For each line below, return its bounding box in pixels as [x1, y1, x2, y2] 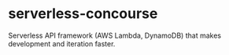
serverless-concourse [8, 5, 158, 23]
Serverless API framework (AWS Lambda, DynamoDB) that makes [8, 31, 222, 40]
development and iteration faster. [8, 38, 116, 48]
